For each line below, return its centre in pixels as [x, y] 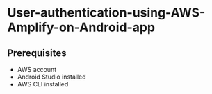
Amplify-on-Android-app [81, 27]
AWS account [37, 69]
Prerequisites [37, 53]
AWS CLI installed [43, 84]
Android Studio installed [51, 77]
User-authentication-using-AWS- [106, 13]
